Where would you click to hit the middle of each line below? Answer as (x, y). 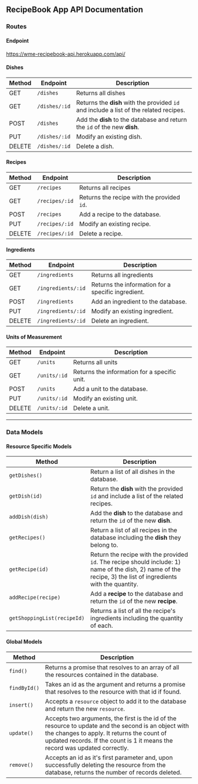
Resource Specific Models (39, 446)
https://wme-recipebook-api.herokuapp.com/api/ (66, 54)
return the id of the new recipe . (134, 601)
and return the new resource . (85, 708)
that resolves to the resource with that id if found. (113, 692)
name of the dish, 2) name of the (136, 569)
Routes (16, 27)
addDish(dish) (29, 517)
